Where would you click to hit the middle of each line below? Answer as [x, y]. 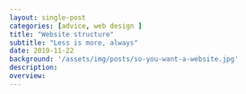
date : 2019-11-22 [42, 51]
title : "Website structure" [62, 34]
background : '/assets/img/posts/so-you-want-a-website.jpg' [124, 59]
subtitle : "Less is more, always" [74, 43]
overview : [28, 76]
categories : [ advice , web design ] [76, 26]
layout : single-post [48, 17]
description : [34, 68]
